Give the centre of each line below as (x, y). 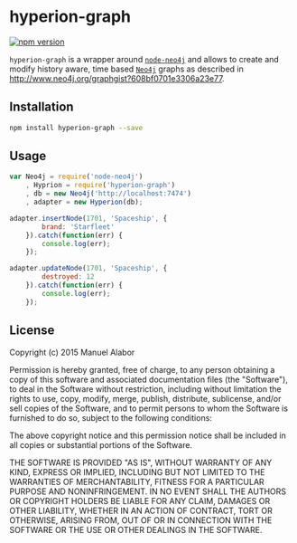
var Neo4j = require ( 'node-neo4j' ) (76, 177)
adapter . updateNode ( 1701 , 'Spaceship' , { (88, 269)
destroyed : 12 (68, 277)
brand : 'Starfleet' (79, 227)
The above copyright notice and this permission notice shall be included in (148, 435)
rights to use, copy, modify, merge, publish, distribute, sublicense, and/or (145, 398)
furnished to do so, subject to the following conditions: (111, 417)
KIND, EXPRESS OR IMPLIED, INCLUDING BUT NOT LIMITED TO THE (137, 472)
